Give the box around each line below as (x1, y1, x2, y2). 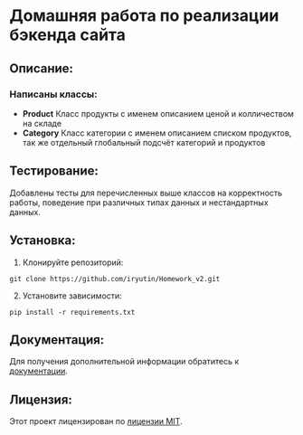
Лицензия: (9, 392, 72, 407)
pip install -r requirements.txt (9, 307, 136, 317)
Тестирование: (9, 164, 99, 179)
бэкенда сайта (9, 24, 127, 45)
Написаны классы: (9, 88, 98, 100)
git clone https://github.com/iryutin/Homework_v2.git (9, 274, 221, 283)
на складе (22, 118, 62, 128)
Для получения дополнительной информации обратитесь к (9, 356, 240, 367)
